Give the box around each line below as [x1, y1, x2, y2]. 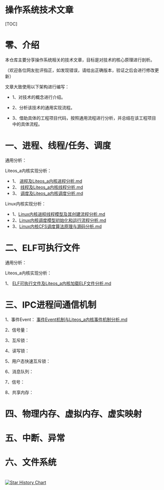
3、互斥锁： [5, 337, 29, 343]
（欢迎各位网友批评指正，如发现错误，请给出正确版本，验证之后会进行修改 [5, 67, 155, 73]
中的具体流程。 [12, 121, 42, 127]
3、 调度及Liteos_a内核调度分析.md [12, 190, 83, 196]
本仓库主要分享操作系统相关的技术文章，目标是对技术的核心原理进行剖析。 [5, 57, 155, 63]
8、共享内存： [5, 389, 34, 395]
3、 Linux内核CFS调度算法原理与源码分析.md [12, 223, 102, 229]
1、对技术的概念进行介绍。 [12, 94, 66, 100]
